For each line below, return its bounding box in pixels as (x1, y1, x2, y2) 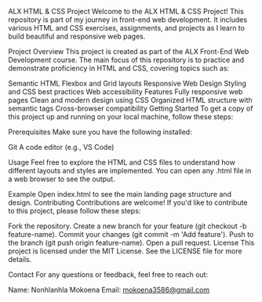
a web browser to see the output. (8, 174, 115, 184)
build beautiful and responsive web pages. (8, 31, 146, 41)
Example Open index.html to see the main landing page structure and (8, 190, 231, 198)
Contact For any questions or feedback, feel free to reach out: (8, 270, 209, 279)
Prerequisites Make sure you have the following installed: (8, 127, 192, 136)
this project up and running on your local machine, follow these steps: (8, 112, 234, 121)
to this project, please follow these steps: (8, 206, 141, 215)
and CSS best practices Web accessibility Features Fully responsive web (8, 87, 243, 96)
